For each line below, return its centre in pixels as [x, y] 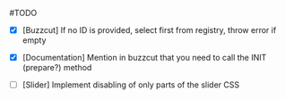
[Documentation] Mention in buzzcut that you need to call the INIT [144, 58]
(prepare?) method [57, 68]
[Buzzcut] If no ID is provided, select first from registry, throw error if [149, 30]
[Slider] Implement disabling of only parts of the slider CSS [131, 85]
